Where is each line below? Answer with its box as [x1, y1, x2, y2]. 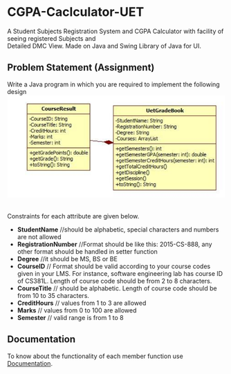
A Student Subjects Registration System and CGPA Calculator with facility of [7, 27, 224, 35]
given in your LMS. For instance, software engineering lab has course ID [17, 270, 223, 277]
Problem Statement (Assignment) [7, 62, 155, 73]
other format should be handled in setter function [17, 247, 158, 256]
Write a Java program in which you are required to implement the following [7, 80, 220, 88]
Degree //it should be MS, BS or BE [17, 255, 118, 263]
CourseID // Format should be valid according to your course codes [17, 262, 211, 270]
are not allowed [17, 233, 62, 241]
